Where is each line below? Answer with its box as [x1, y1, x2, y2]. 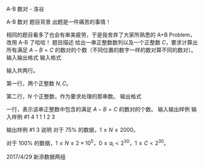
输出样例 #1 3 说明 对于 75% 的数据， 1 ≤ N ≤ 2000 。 [6, 126, 139, 133]
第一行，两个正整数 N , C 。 [6, 80, 72, 87]
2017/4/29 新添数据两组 [6, 153, 66, 161]
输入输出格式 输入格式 [6, 54, 62, 61]
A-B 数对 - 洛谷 [6, 5, 44, 12]
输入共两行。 [6, 67, 38, 74]
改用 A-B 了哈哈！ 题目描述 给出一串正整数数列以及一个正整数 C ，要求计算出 [6, 39, 198, 46]
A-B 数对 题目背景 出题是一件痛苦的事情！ [6, 18, 111, 26]
